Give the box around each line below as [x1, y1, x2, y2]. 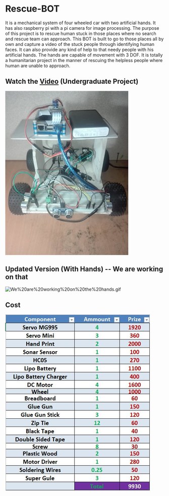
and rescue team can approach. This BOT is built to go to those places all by [5, 36, 164, 42]
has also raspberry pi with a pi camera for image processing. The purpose [5, 25, 159, 31]
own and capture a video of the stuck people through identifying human [5, 41, 155, 47]
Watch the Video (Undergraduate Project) [5, 77, 139, 86]
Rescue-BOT [5, 3, 60, 15]
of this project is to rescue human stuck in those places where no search [5, 30, 156, 36]
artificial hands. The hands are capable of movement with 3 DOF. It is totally [5, 51, 163, 58]
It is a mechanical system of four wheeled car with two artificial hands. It [5, 20, 156, 26]
